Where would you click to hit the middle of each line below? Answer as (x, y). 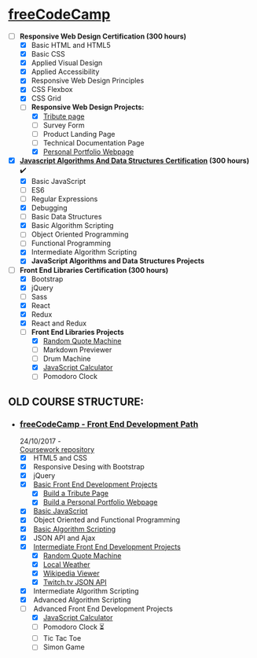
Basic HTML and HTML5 (71, 45)
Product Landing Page (79, 134)
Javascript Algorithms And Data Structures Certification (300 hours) (134, 160)
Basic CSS (48, 54)
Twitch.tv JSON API (75, 582)
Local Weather (66, 564)
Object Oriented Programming (80, 234)
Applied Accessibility (65, 72)
